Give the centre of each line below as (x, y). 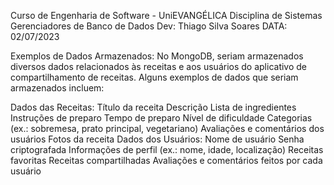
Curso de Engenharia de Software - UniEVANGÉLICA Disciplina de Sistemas (166, 15)
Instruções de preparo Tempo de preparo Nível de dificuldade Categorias (161, 118)
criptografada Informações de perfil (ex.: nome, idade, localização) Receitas (167, 149)
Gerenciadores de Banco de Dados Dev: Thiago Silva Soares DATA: (149, 26)
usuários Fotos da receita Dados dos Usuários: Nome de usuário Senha (157, 139)
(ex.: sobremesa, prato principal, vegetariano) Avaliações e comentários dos (167, 128)
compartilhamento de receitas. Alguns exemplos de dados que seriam (154, 77)
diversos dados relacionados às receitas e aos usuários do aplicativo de (159, 66)
